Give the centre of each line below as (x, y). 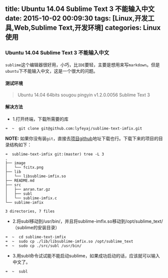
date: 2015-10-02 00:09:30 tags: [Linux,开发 (76, 18)
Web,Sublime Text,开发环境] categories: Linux (88, 28)
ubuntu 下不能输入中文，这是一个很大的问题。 (51, 71)
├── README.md (20, 181)
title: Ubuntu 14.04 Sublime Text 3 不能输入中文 (80, 9)
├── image (16, 163)
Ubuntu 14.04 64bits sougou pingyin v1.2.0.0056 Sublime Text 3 (84, 95)
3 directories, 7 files (30, 212)
